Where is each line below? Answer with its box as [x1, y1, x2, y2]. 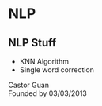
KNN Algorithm [19, 57, 70, 66]
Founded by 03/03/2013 [8, 89, 87, 98]
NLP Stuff [8, 36, 57, 49]
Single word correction [19, 65, 95, 75]
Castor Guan [8, 80, 50, 90]
